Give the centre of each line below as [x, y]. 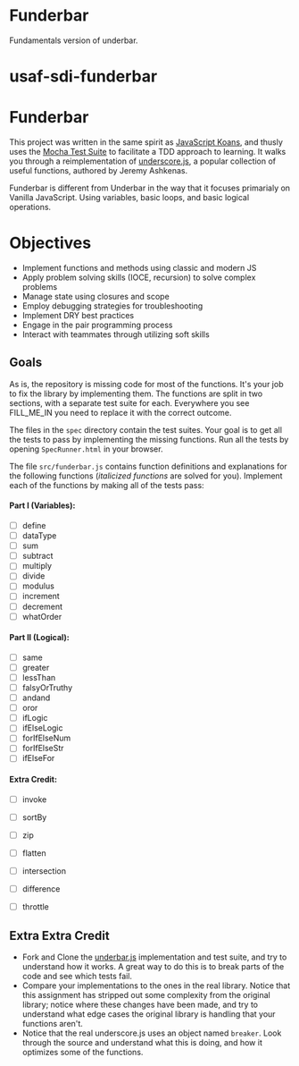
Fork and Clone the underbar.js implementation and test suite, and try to [154, 957]
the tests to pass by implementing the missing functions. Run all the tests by [149, 439]
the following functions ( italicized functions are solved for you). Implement [146, 476]
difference [41, 889]
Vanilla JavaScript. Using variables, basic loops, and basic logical [129, 198]
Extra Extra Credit [59, 935]
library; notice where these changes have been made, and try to [140, 1004]
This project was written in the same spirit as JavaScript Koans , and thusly [146, 142]
